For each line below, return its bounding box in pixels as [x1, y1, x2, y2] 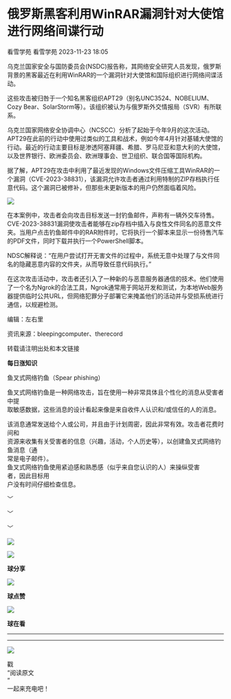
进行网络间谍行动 [7, 23, 104, 39]
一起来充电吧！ [7, 684, 49, 692]
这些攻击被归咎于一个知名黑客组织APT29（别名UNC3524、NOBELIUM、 [7, 94, 213, 102]
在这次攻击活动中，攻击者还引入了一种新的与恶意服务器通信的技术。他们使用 [7, 275, 224, 283]
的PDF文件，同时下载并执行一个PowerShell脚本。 [7, 237, 148, 245]
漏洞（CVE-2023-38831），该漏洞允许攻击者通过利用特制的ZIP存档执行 [12, 175, 214, 183]
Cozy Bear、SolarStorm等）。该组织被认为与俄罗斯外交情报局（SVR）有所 [7, 103, 216, 111]
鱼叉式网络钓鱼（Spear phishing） [7, 373, 104, 382]
